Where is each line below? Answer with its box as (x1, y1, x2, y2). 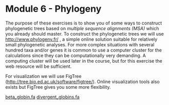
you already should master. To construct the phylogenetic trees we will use (5, 31, 164, 37)
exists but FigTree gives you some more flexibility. (5, 84, 111, 90)
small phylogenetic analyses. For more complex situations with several (5, 41, 155, 47)
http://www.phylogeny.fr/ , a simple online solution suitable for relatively (5, 36, 158, 42)
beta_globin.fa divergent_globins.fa (5, 94, 80, 100)
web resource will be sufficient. (5, 63, 72, 69)
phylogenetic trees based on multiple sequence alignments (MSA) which (5, 25, 159, 31)
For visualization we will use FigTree (5, 73, 82, 79)
